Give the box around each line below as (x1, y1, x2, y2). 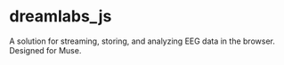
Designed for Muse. (9, 45, 82, 55)
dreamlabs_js (9, 6, 112, 27)
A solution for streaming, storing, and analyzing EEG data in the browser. (9, 36, 276, 46)
